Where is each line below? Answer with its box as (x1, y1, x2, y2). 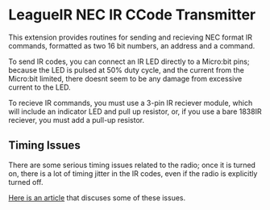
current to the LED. (8, 82, 71, 92)
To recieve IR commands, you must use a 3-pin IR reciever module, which (8, 98, 253, 107)
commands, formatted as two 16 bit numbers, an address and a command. (8, 40, 255, 50)
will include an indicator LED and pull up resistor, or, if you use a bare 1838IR (8, 107, 262, 116)
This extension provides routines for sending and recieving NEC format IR (8, 32, 252, 42)
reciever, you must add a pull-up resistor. (8, 115, 145, 124)
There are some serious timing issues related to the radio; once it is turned (8, 160, 256, 170)
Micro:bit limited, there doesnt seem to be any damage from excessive (8, 73, 243, 83)
